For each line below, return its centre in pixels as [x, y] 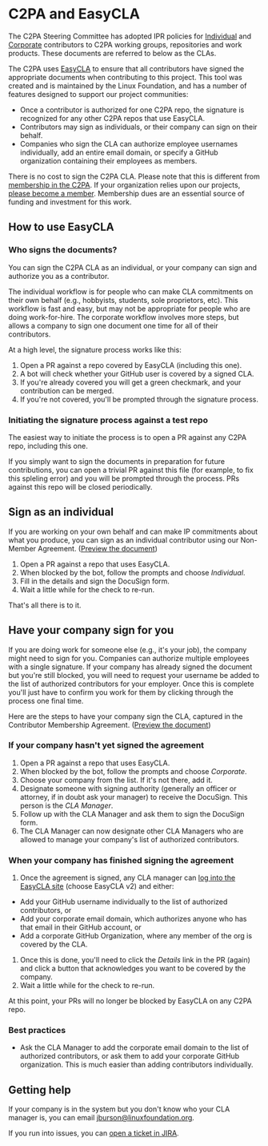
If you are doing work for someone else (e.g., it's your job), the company [128, 649]
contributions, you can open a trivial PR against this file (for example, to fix [131, 470]
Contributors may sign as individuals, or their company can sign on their [138, 127]
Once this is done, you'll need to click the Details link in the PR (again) [135, 960]
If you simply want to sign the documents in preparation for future [117, 461]
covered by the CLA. [54, 944]
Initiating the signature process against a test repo [108, 420]
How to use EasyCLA [61, 227]
